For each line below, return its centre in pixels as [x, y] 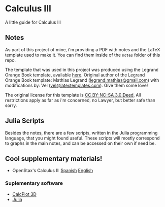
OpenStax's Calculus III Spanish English [52, 171]
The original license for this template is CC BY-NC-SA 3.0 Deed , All [73, 95]
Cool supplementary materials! [54, 158]
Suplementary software [34, 183]
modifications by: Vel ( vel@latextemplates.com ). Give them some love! [77, 85]
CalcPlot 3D [24, 194]
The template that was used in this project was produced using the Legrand [82, 69]
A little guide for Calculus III [33, 22]
